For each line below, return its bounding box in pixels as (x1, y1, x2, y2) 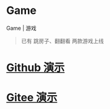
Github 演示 (6, 61, 65, 74)
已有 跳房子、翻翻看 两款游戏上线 (21, 37, 104, 44)
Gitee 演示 (6, 91, 57, 105)
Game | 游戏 (6, 24, 37, 31)
